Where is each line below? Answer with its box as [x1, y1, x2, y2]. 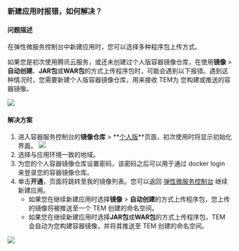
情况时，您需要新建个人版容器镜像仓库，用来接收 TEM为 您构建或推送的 [13, 76, 225, 84]
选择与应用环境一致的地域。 [17, 150, 100, 159]
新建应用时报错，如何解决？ [7, 6, 103, 16]
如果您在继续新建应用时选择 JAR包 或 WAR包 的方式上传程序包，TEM [28, 212, 226, 222]
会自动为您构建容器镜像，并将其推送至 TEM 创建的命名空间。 [28, 222, 208, 230]
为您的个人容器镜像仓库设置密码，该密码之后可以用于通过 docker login [17, 159, 225, 168]
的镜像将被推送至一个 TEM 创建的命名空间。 [28, 204, 158, 212]
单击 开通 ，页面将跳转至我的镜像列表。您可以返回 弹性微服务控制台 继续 [17, 177, 228, 186]
